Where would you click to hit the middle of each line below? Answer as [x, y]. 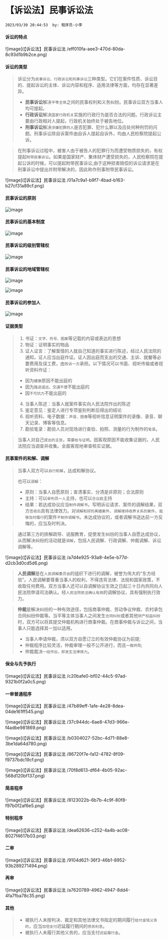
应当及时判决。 [54, 523]
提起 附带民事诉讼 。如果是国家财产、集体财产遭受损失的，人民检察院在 [88, 157]
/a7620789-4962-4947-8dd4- [99, 890]
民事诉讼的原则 [21, 198]
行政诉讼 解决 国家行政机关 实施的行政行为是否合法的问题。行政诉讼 [91, 115]
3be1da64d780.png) [26, 744]
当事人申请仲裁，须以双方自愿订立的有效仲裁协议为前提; [83, 639]
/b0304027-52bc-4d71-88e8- [98, 738]
